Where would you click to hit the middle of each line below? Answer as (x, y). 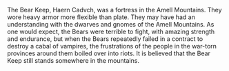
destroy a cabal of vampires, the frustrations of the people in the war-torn (112, 46)
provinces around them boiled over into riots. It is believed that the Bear (109, 53)
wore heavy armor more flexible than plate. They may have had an (101, 17)
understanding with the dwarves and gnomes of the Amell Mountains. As (111, 24)
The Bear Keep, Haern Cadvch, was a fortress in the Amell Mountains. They (114, 10)
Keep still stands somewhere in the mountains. (73, 60)
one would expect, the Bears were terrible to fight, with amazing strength (111, 31)
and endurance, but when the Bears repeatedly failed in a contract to (105, 39)
